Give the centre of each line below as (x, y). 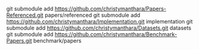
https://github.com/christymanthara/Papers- (110, 9)
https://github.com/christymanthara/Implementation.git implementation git (100, 21)
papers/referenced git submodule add (92, 15)
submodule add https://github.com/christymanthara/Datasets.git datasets (99, 28)
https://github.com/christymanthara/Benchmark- (116, 34)
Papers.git (19, 41)
